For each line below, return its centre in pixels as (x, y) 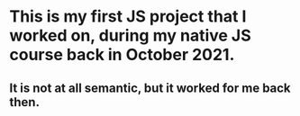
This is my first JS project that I (128, 17)
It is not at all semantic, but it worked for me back (150, 88)
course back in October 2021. (122, 55)
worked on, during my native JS (131, 36)
